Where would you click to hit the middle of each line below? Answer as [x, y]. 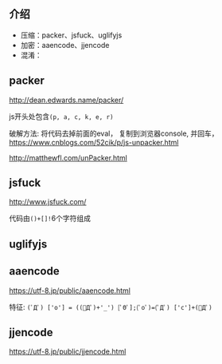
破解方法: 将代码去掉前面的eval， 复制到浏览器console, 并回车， [114, 133]
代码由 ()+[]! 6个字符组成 [50, 219]
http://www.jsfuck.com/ [48, 202]
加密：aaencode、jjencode [65, 45]
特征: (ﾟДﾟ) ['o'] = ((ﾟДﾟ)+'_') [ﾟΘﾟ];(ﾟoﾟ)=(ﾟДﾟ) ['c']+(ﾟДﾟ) [111, 307]
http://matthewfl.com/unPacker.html [68, 157]
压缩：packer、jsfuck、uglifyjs [71, 35]
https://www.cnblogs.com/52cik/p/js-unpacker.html [94, 142]
